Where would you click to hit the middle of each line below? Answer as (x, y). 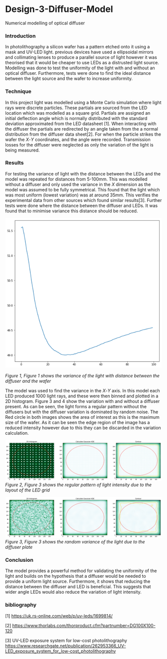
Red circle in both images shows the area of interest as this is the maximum (83, 417)
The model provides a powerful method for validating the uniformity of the (81, 571)
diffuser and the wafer (28, 381)
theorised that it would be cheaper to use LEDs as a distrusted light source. (82, 63)
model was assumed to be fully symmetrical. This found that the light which (83, 189)
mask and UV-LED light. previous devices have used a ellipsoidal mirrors (79, 52)
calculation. (17, 433)
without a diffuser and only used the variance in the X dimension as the (78, 184)
